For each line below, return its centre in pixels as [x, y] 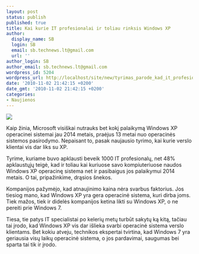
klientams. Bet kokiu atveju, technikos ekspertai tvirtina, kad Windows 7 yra [98, 231]
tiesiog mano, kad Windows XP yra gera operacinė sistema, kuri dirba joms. [98, 195]
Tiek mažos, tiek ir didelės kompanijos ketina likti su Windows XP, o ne [92, 201]
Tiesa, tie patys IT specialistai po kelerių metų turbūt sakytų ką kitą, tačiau [97, 219]
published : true [26, 23]
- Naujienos [21, 100]
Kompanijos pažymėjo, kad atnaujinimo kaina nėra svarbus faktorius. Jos [95, 189]
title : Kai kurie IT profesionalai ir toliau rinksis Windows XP [88, 28]
